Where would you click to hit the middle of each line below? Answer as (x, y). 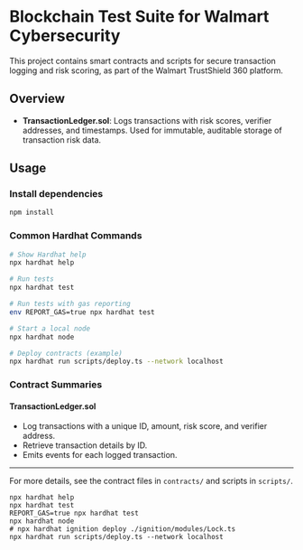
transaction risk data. (62, 140)
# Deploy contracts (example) (66, 353)
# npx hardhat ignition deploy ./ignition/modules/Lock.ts (123, 529)
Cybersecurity (65, 36)
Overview (37, 99)
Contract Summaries (56, 385)
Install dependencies (56, 194)
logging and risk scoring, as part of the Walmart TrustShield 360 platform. (147, 70)
